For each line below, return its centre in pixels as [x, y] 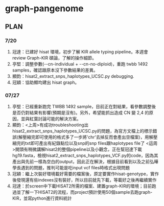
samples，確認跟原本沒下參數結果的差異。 [55, 70]
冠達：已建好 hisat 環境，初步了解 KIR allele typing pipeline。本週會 [80, 51]
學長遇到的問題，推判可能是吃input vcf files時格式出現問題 [71, 168]
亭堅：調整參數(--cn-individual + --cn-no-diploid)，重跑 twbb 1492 [80, 64]
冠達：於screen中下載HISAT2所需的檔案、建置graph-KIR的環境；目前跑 [84, 186]
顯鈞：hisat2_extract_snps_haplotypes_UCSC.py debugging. [73, 76]
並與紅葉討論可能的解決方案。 [51, 119]
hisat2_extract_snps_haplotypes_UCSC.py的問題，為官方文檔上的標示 [82, 131]
